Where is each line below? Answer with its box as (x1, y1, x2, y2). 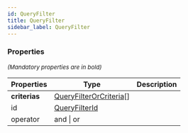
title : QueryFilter (7, 17, 65, 24)
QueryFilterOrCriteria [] (54, 91, 130, 101)
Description (136, 79, 177, 89)
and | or (54, 114, 80, 124)
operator (11, 114, 40, 124)
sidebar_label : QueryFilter (7, 23, 91, 30)
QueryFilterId (54, 103, 99, 112)
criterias (11, 91, 40, 101)
